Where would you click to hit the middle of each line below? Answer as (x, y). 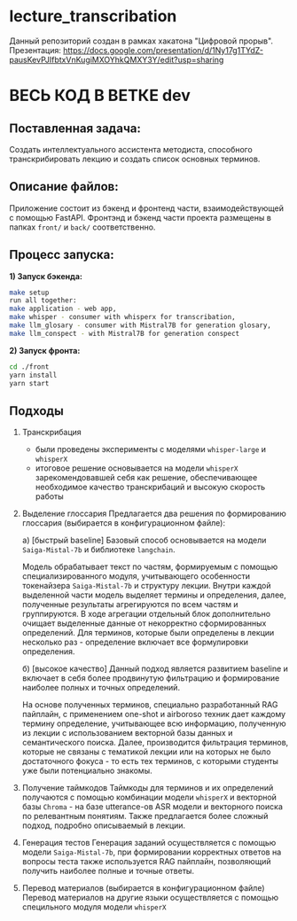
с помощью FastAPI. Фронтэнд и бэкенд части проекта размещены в (141, 217)
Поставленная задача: (75, 128)
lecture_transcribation (93, 16)
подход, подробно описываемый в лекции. (104, 825)
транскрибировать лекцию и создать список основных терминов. (135, 159)
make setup (29, 293)
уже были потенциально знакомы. (87, 771)
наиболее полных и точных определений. (101, 688)
